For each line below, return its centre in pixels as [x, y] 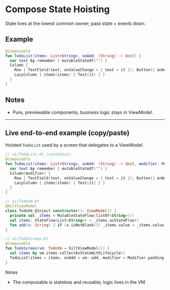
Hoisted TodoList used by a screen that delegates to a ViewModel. [75, 145]
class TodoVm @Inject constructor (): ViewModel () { [61, 211]
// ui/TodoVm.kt [22, 202]
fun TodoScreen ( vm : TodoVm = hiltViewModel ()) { [57, 248]
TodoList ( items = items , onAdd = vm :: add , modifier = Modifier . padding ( [88, 257]
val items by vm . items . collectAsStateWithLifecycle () [68, 253]
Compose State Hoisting [57, 9]
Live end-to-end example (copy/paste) [68, 133]
